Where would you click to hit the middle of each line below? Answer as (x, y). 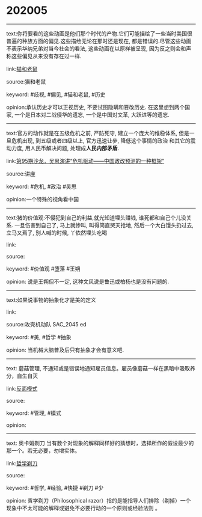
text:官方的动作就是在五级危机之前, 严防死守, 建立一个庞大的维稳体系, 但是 (98, 133)
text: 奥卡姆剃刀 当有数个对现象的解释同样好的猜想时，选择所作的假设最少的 (100, 443)
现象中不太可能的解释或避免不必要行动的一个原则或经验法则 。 (83, 508)
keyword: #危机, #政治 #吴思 (41, 186)
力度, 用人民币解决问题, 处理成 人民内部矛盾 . (65, 148)
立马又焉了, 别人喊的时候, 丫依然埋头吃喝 (57, 233)
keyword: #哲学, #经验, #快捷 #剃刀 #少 (55, 488)
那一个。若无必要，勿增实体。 (43, 450)
